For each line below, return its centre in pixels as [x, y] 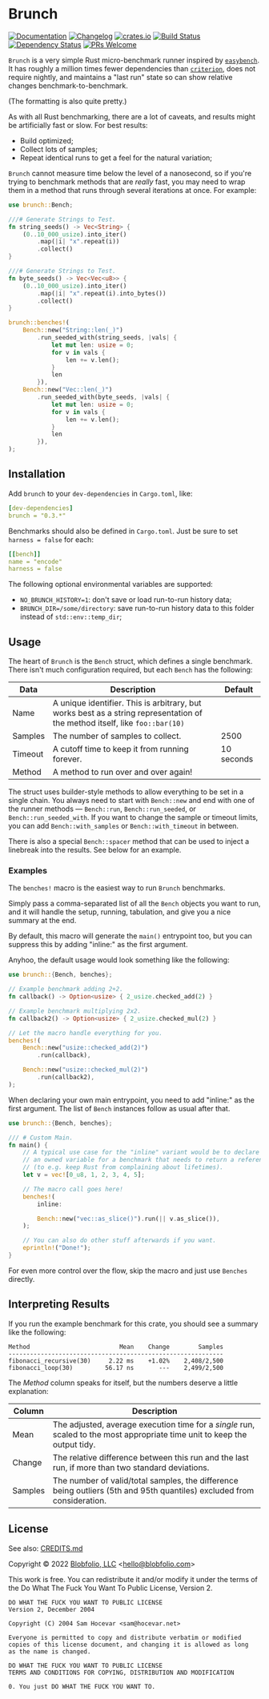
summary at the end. [42, 921]
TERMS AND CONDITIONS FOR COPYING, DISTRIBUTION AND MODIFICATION [121, 1673]
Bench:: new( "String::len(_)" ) [73, 330]
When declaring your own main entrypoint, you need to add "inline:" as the [131, 1100]
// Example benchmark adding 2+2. [66, 990]
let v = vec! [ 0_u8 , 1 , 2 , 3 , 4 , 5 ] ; [84, 1175]
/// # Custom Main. [41, 1138]
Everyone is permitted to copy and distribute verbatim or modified [125, 1637]
